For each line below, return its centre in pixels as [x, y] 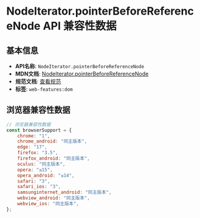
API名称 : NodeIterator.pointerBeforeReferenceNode [80, 66]
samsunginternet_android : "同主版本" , [64, 192]
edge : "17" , [32, 147]
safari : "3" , [34, 181]
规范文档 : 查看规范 [38, 81]
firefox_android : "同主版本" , [53, 159]
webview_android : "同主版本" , [53, 198]
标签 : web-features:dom [44, 89]
